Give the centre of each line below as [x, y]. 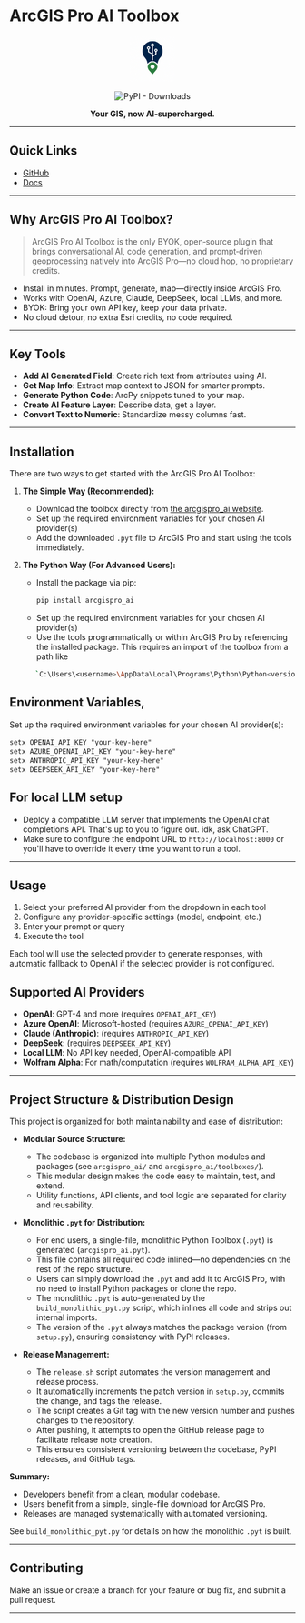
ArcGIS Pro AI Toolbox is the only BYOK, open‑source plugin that [152, 241]
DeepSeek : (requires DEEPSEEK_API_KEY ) [97, 1043]
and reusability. [64, 1205]
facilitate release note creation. [94, 1439]
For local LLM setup [66, 798]
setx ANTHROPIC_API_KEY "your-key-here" [87, 760]
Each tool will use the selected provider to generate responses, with [136, 954]
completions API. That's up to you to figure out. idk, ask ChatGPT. [145, 829]
